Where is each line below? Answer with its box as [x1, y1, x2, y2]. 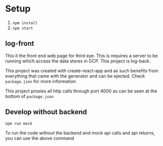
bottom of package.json [5, 93, 54, 99]
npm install [12, 20, 38, 25]
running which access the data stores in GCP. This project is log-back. [5, 58, 151, 64]
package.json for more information [5, 78, 76, 84]
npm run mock [5, 121, 33, 126]
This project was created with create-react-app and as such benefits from [5, 67, 158, 73]
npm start [12, 25, 34, 30]
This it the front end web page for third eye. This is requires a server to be [5, 52, 158, 58]
